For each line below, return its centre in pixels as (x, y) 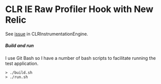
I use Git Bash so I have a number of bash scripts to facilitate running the (80, 58)
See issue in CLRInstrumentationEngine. (47, 34)
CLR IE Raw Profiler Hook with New (79, 9)
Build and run (20, 45)
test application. (22, 63)
